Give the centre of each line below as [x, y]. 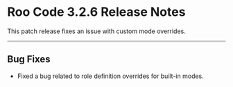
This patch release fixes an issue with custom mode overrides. [96, 31]
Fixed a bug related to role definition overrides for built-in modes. [111, 76]
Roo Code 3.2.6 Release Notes [96, 12]
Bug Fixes [29, 59]
